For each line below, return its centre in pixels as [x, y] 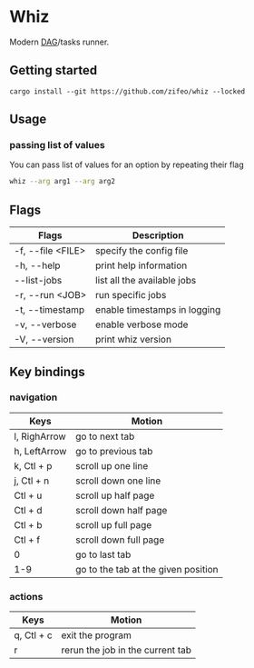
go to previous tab [114, 451]
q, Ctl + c [33, 635]
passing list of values [58, 145]
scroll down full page [120, 540]
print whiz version [133, 340]
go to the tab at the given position [147, 569]
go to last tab [103, 554]
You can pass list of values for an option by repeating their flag [127, 165]
